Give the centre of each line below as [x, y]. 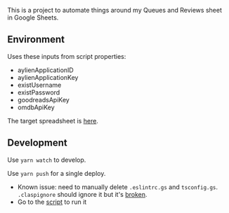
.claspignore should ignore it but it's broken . [82, 194]
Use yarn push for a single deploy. [57, 173]
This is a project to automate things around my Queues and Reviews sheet [115, 10]
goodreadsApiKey [44, 99]
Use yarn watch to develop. [47, 160]
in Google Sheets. [33, 18]
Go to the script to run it [52, 202]
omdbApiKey [36, 107]
